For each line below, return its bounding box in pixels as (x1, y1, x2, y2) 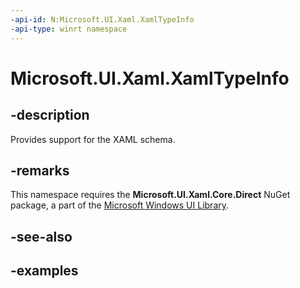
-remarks (10, 162, 70, 179)
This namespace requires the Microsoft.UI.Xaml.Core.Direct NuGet (10, 189, 291, 201)
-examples (10, 262, 79, 280)
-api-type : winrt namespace (10, 24, 128, 34)
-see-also (10, 228, 73, 245)
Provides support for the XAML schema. (10, 133, 176, 145)
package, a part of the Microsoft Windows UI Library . (10, 199, 230, 211)
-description (10, 107, 90, 124)
